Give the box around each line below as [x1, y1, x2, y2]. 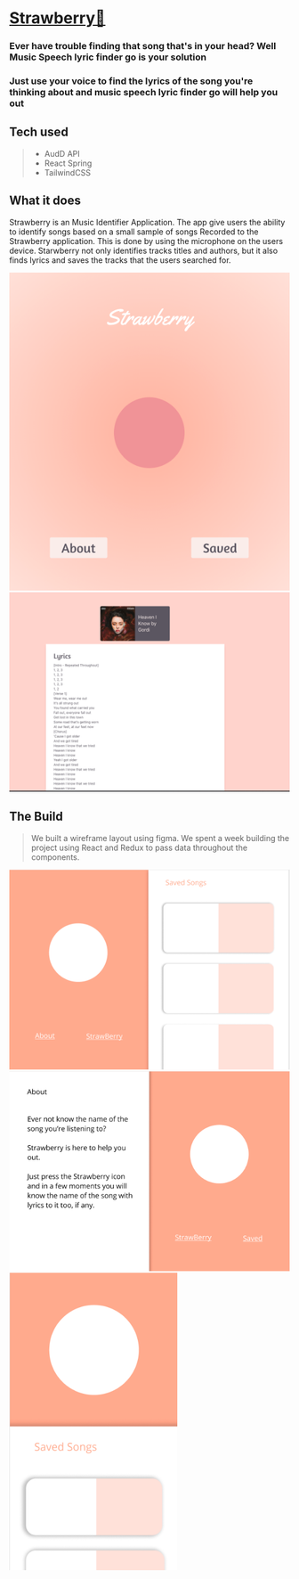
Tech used [9, 125, 69, 140]
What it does [9, 193, 82, 209]
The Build [9, 809, 64, 824]
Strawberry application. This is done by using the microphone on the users [9, 235, 283, 246]
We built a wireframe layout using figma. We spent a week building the [30, 832, 290, 843]
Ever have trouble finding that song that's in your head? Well [9, 40, 277, 53]
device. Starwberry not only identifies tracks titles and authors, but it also [9, 245, 279, 256]
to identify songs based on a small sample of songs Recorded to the [9, 226, 259, 237]
